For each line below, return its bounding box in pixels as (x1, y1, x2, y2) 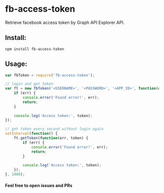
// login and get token (5, 81, 54, 86)
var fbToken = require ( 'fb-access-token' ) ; (5, 73, 95, 77)
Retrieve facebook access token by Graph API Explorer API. (5, 19, 125, 25)
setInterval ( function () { (5, 131, 58, 136)
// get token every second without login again (5, 127, 104, 132)
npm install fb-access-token (5, 46, 64, 52)
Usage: (5, 60, 28, 68)
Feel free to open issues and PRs (5, 182, 72, 188)
